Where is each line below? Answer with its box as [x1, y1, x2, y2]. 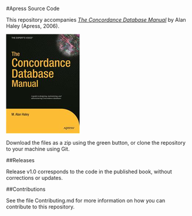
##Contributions [6, 186, 46, 193]
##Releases [6, 157, 35, 163]
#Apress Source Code [6, 5, 60, 12]
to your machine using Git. [6, 146, 70, 152]
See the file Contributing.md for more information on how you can [6, 197, 166, 204]
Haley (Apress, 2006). [6, 23, 60, 29]
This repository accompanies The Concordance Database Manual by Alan [6, 16, 186, 23]
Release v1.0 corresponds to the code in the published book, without [6, 168, 172, 175]
